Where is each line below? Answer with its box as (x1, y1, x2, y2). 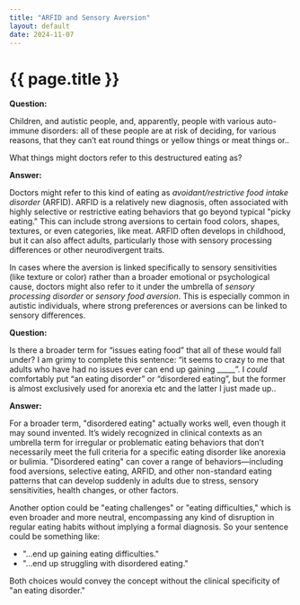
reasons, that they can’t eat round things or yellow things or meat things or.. (9, 135, 290, 146)
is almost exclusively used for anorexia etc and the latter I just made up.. (9, 384, 277, 394)
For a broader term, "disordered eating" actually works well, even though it (9, 418, 286, 429)
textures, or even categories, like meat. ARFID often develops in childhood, (9, 226, 286, 237)
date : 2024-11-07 (9, 30, 75, 39)
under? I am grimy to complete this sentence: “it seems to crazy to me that (9, 355, 286, 366)
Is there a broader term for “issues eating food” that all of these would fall (9, 345, 282, 356)
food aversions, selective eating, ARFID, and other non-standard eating (9, 465, 272, 477)
